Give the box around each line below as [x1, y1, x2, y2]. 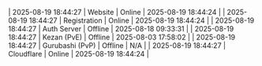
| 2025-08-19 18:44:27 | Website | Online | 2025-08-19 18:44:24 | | [8, 8, 226, 16]
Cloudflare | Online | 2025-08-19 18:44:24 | [8, 49, 150, 58]
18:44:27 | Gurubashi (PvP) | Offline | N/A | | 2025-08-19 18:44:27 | [8, 41, 226, 50]
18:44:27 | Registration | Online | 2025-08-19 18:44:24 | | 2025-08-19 [28, 16, 255, 25]
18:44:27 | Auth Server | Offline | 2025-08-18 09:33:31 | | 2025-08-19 [8, 24, 234, 33]
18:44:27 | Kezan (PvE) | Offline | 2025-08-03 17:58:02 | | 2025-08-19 [8, 32, 236, 42]
